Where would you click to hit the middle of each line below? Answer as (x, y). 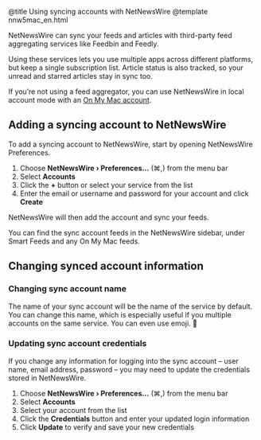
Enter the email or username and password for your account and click (134, 193)
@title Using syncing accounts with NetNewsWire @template (108, 12)
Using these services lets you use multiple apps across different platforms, (131, 59)
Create (31, 201)
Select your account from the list (73, 410)
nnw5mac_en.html (38, 20)
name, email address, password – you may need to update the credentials (129, 369)
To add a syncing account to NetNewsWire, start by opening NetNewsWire (130, 144)
